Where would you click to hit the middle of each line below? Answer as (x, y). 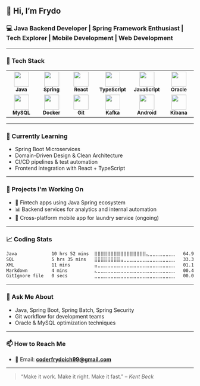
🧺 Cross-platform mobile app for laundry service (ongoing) (87, 217)
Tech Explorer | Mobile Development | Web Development (90, 38)
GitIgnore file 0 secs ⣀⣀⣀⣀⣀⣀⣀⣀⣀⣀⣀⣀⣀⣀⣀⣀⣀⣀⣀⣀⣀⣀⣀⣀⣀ (91, 276)
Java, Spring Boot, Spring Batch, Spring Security (74, 310)
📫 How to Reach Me (36, 344)
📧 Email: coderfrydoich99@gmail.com (63, 359)
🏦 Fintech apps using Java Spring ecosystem (70, 202)
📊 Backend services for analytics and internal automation (85, 209)
